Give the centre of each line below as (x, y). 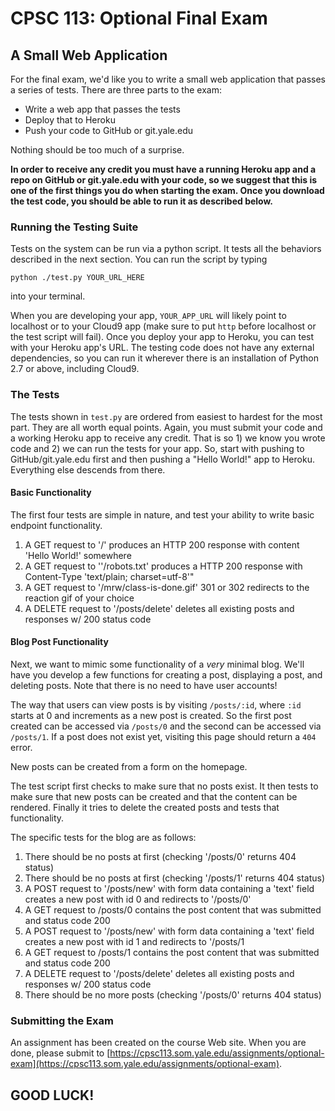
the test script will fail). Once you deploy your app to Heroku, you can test (162, 337)
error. (21, 747)
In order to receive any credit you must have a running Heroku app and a (163, 169)
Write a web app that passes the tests (102, 109)
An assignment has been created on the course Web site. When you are (158, 1043)
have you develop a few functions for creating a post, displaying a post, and (166, 675)
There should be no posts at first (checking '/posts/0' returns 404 (160, 856)
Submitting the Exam (62, 1020)
